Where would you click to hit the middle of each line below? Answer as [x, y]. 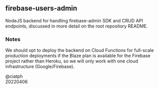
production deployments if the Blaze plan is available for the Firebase [78, 56]
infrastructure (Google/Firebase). [40, 67]
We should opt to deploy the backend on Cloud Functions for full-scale [79, 50]
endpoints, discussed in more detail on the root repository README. [77, 26]
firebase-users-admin [41, 8]
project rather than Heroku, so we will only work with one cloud [72, 61]
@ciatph [14, 76]
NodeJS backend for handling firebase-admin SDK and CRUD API [74, 20]
